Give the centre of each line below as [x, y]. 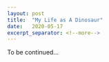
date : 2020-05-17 [35, 26]
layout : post [26, 13]
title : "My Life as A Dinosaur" [55, 20]
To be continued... [33, 52]
